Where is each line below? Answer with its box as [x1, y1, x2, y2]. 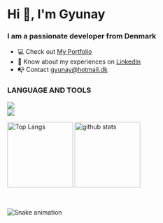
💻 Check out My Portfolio [17, 48, 92, 56]
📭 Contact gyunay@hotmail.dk [17, 66, 108, 74]
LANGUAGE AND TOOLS [7, 85, 92, 95]
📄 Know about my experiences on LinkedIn [17, 57, 141, 66]
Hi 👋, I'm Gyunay [7, 6, 106, 22]
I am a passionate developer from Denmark [7, 31, 157, 41]
